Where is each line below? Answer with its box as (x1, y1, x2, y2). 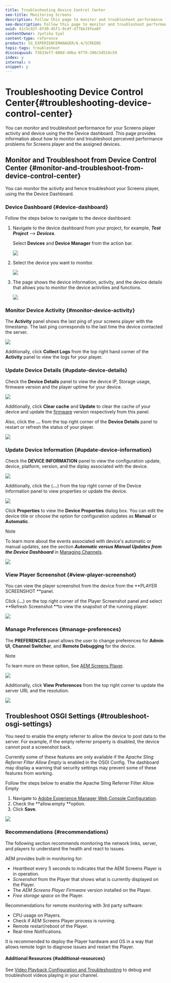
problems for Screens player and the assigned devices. (5, 141, 121, 147)
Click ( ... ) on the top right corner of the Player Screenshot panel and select (5, 598, 162, 604)
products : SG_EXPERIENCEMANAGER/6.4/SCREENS (5, 41, 101, 46)
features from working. (5, 770, 53, 777)
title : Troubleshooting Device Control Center (5, 7, 106, 13)
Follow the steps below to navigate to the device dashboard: (5, 215, 132, 221)
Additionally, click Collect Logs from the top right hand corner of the (5, 349, 149, 355)
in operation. (12, 870, 40, 877)
